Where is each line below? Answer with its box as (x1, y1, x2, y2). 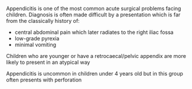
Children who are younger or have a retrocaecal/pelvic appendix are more (6, 53, 186, 59)
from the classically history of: (6, 18, 80, 24)
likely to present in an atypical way (6, 59, 90, 66)
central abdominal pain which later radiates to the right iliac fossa (14, 29, 174, 36)
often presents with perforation (6, 76, 82, 83)
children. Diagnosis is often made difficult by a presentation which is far (6, 11, 181, 18)
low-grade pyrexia (14, 35, 60, 42)
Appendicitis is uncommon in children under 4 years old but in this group (6, 70, 183, 77)
